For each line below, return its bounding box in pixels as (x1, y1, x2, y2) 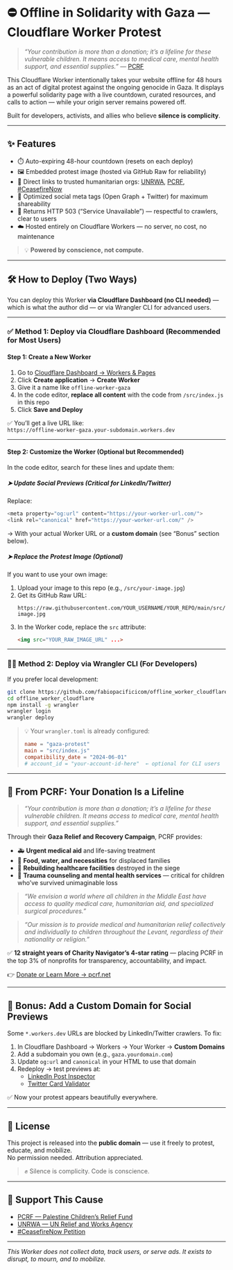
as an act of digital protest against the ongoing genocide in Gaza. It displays (7, 83, 224, 91)
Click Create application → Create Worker (17, 376, 140, 384)
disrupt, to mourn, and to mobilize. (7, 1255, 106, 1263)
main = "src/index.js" (24, 747, 90, 754)
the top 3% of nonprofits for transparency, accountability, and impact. (7, 957, 207, 965)
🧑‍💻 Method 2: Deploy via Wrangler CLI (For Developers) (7, 659, 198, 669)
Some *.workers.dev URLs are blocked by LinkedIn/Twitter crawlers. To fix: (7, 1029, 222, 1038)
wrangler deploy (7, 714, 54, 722)
